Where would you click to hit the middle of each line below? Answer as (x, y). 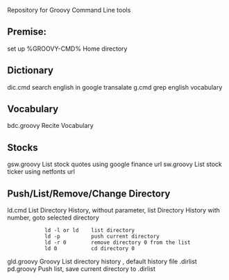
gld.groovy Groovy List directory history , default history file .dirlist (102, 262)
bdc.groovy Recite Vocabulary (50, 126)
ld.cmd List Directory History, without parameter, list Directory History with (114, 211)
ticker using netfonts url (41, 172)
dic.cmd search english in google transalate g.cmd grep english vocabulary (115, 87)
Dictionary (31, 71)
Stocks (23, 148)
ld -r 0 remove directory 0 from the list (117, 242)
